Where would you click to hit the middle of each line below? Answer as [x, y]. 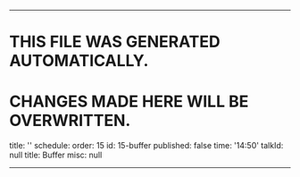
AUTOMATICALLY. [79, 61]
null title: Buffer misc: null [56, 155]
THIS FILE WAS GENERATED [115, 42]
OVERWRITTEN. [70, 121]
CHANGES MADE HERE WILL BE [129, 101]
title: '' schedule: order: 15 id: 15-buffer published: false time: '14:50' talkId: [146, 146]
